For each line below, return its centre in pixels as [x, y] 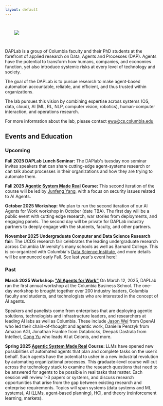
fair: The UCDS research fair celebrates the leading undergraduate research [81, 241]
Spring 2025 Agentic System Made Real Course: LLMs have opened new [79, 346]
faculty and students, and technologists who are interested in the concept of [82, 296]
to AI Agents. [18, 197]
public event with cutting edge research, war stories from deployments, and [81, 216]
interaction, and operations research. [42, 112]
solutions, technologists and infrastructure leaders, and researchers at [75, 316]
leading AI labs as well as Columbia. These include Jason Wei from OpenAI [80, 321]
